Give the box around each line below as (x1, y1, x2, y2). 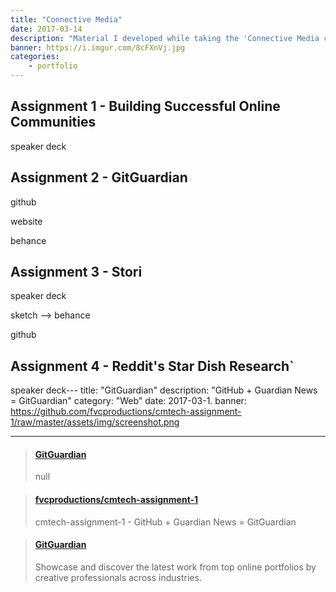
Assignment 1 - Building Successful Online (10, 98, 281, 115)
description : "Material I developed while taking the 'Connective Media (10, 33, 320, 43)
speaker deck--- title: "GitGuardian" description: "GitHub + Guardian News (10, 384, 318, 396)
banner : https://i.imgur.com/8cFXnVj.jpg (10, 42, 186, 53)
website (10, 215, 43, 227)
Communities (10, 114, 97, 131)
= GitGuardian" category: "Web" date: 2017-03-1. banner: (10, 395, 247, 407)
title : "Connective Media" (10, 14, 123, 25)
